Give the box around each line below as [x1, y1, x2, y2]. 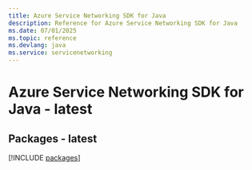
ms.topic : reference [8, 34, 78, 42]
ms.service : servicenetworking [8, 49, 113, 57]
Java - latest [8, 101, 93, 118]
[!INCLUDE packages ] [8, 153, 81, 162]
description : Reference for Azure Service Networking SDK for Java [8, 19, 238, 27]
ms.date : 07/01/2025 [8, 26, 78, 34]
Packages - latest [8, 132, 98, 145]
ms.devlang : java [8, 42, 66, 49]
